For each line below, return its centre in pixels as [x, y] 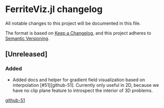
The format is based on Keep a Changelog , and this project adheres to [78, 33]
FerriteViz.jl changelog [54, 9]
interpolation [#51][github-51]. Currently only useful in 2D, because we [86, 85]
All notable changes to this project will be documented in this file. [73, 23]
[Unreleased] [26, 54]
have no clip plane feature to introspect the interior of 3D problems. [83, 90]
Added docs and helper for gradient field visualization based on [79, 80]
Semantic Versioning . [27, 38]
